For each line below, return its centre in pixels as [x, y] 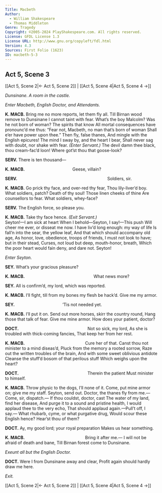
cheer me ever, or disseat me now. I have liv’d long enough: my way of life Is [81, 228]
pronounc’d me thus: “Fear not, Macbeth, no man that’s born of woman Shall [81, 130]
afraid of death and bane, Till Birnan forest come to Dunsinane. [68, 443]
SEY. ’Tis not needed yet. [54, 305]
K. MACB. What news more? [67, 276]
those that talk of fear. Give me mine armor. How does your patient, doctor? [80, 319]
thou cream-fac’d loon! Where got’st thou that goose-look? [64, 151]
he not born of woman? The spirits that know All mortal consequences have [80, 125]
